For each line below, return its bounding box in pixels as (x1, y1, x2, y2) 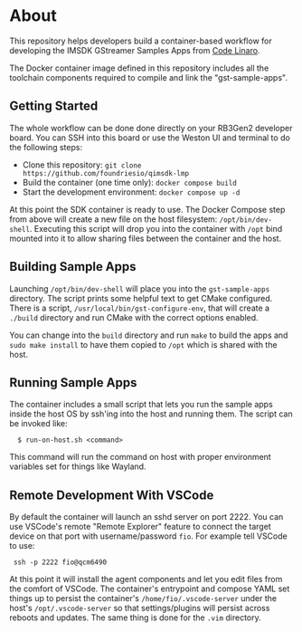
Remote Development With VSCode (9, 487, 214, 503)
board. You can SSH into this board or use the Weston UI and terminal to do (9, 132, 291, 143)
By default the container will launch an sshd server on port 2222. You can (9, 512, 284, 522)
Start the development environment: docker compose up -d (22, 187, 241, 197)
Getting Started (9, 99, 99, 114)
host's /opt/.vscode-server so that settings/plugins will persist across (9, 603, 270, 614)
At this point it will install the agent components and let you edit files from (9, 574, 283, 585)
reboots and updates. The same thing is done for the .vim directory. (9, 612, 262, 623)
